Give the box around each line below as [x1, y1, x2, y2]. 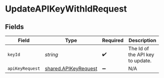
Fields [5, 23, 24, 31]
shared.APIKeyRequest [44, 65, 98, 72]
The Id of [128, 45, 149, 52]
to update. [128, 57, 152, 64]
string [44, 51, 59, 58]
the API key [128, 51, 155, 58]
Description [128, 37, 157, 44]
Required [102, 37, 123, 44]
